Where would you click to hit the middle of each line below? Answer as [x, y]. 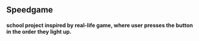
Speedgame [30, 10]
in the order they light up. [39, 31]
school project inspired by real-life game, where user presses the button [100, 25]
